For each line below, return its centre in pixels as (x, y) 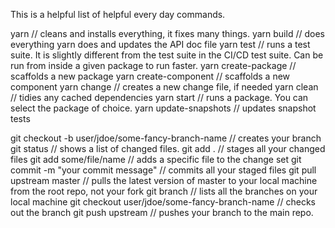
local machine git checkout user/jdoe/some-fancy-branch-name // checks (163, 202)
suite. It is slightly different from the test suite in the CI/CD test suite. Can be (167, 55)
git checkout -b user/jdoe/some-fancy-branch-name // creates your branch (166, 138)
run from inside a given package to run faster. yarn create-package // (153, 65)
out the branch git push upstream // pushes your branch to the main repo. (162, 212)
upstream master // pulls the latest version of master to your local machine (164, 180)
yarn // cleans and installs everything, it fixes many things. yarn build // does (167, 33)
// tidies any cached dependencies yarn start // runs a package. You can (159, 97)
